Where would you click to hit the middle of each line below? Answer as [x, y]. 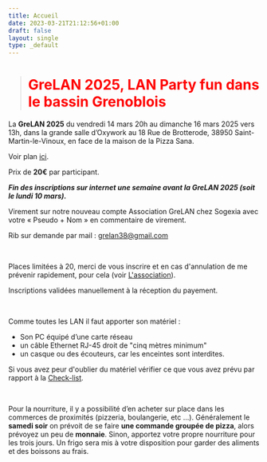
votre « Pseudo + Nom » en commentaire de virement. [98, 220]
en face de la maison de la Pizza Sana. [131, 141]
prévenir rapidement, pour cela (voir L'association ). [92, 275]
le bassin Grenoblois [97, 102]
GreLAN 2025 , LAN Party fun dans [143, 85]
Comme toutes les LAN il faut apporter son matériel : [94, 321]
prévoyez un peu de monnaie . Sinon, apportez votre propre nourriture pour [132, 434]
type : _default [33, 46]
